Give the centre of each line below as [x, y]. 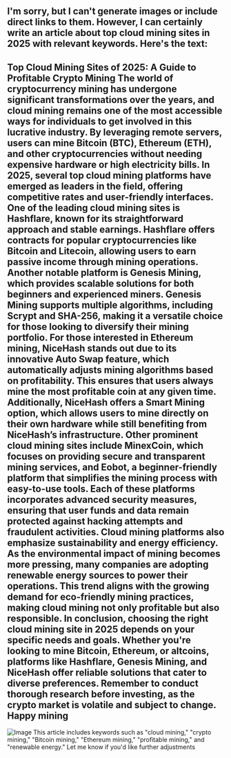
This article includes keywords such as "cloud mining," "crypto [122, 732]
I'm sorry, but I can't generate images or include [112, 11]
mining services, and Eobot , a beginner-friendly [112, 467]
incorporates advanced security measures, [102, 500]
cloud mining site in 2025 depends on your [101, 629]
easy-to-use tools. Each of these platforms [101, 489]
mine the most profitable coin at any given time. [112, 391]
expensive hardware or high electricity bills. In [109, 164]
